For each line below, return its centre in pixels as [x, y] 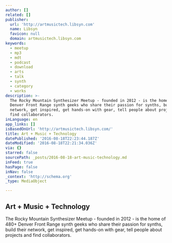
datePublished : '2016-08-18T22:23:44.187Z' [52, 139]
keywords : [16, 43]
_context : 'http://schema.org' [39, 176]
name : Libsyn [24, 29]
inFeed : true [19, 162]
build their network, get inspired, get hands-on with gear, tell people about [84, 229]
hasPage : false [21, 167]
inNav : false [19, 172]
